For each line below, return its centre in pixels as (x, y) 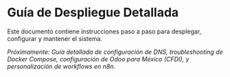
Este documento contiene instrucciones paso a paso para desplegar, (104, 31)
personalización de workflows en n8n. (61, 66)
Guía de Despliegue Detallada (93, 13)
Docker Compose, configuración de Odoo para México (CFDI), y (98, 59)
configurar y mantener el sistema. (55, 38)
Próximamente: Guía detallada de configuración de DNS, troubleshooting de (115, 52)
